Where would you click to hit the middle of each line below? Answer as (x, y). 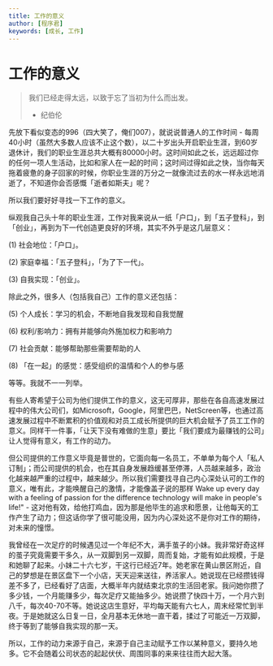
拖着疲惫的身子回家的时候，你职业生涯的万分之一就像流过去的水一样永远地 (133, 173)
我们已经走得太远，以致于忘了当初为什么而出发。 (110, 97)
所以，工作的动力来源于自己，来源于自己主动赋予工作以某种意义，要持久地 (133, 643)
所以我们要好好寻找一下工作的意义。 (69, 201)
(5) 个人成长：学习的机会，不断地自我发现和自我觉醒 (96, 314)
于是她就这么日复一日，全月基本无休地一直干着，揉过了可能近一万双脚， (143, 616)
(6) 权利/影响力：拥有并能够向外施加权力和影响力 (90, 331)
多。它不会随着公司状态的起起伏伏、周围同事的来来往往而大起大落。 (122, 654)
